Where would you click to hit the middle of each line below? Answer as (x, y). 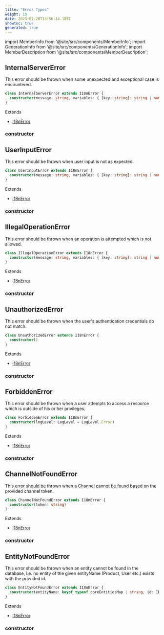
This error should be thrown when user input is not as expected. (70, 161)
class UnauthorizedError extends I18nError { (52, 336)
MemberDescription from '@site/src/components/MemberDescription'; (76, 52)
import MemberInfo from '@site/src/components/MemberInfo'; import (75, 42)
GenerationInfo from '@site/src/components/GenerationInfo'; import (74, 47)
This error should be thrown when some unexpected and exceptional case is (82, 79)
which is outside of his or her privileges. (45, 408)
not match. (16, 326)
